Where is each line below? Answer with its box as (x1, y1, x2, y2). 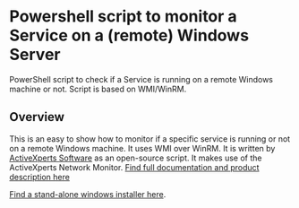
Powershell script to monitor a (9, 6, 237, 27)
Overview (9, 109, 65, 125)
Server (9, 45, 61, 65)
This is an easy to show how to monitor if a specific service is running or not (9, 133, 291, 144)
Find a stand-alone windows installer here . (9, 188, 167, 199)
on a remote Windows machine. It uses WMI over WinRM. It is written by (9, 143, 276, 153)
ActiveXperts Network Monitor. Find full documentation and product (9, 161, 260, 172)
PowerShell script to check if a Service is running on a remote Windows (9, 74, 274, 84)
